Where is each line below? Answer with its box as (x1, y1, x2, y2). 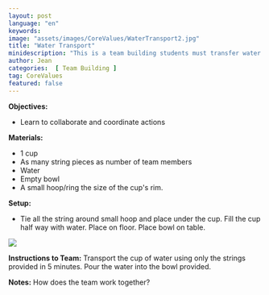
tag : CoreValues (8, 72, 63, 80)
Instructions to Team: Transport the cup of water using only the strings (8, 253, 246, 263)
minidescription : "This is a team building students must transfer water (8, 49, 262, 57)
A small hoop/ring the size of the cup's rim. (19, 182, 163, 192)
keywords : (8, 27, 42, 35)
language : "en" (8, 19, 60, 27)
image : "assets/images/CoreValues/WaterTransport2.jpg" (8, 34, 200, 43)
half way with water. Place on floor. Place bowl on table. (19, 222, 205, 232)
